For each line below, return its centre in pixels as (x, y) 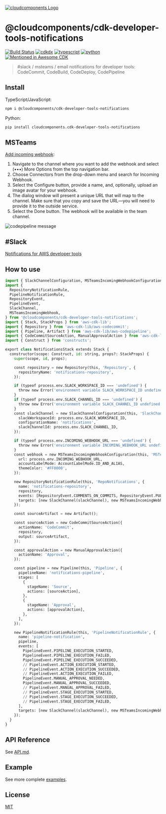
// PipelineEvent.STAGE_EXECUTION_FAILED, (67, 701)
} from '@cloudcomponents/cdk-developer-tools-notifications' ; (72, 317)
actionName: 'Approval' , (44, 555)
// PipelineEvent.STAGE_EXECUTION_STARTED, (68, 692)
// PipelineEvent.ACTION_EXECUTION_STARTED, (69, 664)
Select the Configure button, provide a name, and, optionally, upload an (85, 185)
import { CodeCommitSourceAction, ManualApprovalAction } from (72, 336)
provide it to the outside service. (45, 206)
